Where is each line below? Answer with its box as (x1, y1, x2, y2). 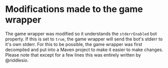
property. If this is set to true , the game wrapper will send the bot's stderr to (5, 36, 163, 42)
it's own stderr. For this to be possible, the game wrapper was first (5, 41, 142, 47)
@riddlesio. (5, 57, 29, 63)
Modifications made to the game (5, 3, 143, 15)
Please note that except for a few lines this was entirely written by (5, 51, 141, 58)
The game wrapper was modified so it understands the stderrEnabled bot (5, 30, 157, 36)
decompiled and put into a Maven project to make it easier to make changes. (5, 46, 163, 52)
